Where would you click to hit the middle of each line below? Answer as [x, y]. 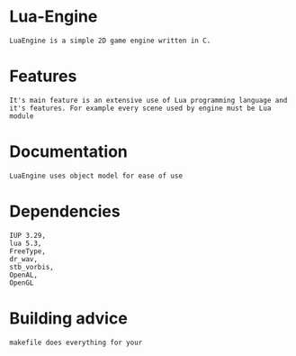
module [22, 116]
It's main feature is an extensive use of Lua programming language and [148, 100]
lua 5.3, [26, 243]
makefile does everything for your [76, 342]
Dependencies [65, 211]
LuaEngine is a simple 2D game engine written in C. [110, 41]
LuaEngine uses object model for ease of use [96, 176]
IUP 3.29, [28, 235]
